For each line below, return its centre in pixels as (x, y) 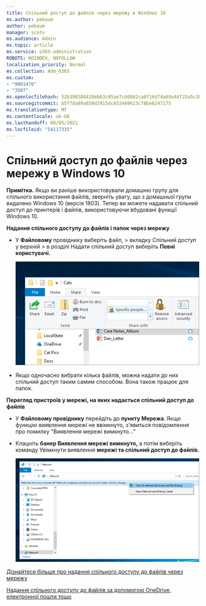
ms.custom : (20, 78)
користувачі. (33, 253)
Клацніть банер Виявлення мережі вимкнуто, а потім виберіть (99, 444)
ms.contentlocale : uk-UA (38, 116)
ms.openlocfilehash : (33, 97)
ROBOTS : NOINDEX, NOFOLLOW (41, 58)
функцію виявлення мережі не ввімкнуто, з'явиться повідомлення (102, 425)
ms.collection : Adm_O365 (38, 71)
